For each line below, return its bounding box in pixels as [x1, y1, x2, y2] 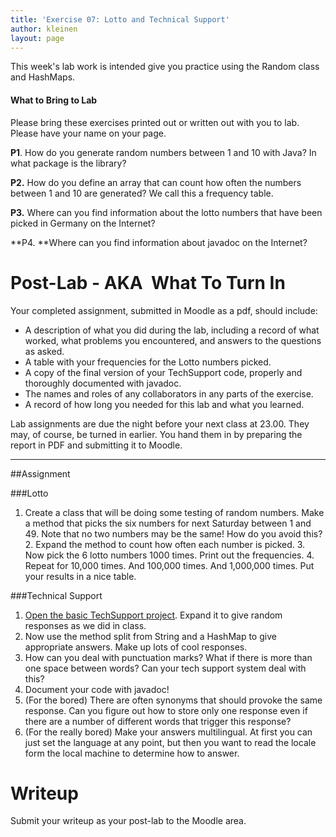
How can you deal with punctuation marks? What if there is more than [24, 651, 313, 663]
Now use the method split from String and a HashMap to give [24, 630, 277, 642]
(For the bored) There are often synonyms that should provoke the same [24, 694, 323, 706]
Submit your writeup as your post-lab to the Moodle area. [10, 815, 247, 827]
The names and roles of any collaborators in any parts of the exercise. [24, 387, 314, 400]
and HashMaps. [10, 71, 76, 83]
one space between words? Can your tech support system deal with [24, 662, 307, 674]
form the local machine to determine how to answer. [24, 747, 240, 759]
